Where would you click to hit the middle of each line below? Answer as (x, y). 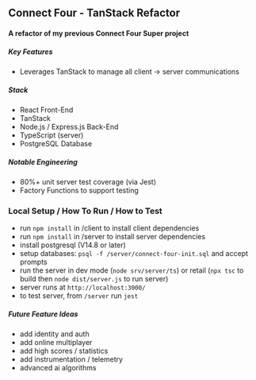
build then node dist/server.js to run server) (94, 279)
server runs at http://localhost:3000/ (82, 287)
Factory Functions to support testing (79, 190)
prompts (33, 262)
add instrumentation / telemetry (71, 359)
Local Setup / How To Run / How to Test (85, 211)
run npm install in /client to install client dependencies (109, 228)
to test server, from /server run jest (79, 296)
